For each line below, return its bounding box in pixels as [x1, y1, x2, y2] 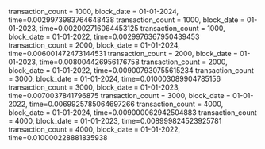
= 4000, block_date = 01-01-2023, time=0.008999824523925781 [8, 117, 222, 125]
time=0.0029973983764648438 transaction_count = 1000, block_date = [8, 15, 245, 25]
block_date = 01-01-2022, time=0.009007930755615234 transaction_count [8, 66, 254, 74]
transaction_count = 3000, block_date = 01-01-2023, [8, 82, 181, 92]
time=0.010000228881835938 [8, 133, 109, 142]
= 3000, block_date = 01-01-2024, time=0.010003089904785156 [8, 74, 221, 83]
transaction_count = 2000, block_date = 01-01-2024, [8, 40, 180, 50]
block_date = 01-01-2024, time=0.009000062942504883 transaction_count [8, 108, 258, 117]
